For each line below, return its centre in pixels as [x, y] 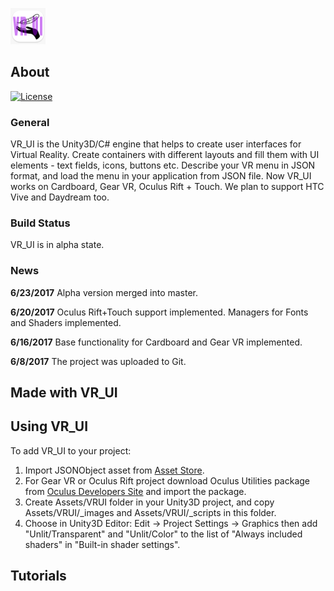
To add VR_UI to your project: [71, 450]
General [30, 122]
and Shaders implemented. [66, 322]
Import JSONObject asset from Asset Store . [114, 470]
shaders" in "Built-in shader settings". [102, 544]
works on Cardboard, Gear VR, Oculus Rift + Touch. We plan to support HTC [167, 187]
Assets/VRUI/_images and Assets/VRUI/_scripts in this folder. [150, 512]
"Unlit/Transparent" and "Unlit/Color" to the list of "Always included [163, 534]
